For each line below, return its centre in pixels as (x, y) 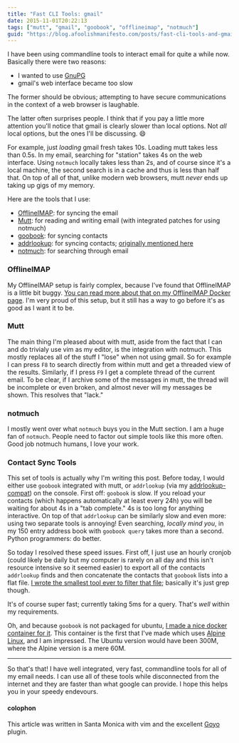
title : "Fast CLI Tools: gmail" (55, 14)
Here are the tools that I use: (49, 199)
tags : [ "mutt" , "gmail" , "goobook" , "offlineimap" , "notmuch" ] (103, 27)
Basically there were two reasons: (57, 62)
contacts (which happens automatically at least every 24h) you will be (110, 501)
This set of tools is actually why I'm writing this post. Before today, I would (116, 478)
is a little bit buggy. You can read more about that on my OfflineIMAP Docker (119, 293)
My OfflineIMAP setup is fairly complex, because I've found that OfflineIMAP (119, 285)
